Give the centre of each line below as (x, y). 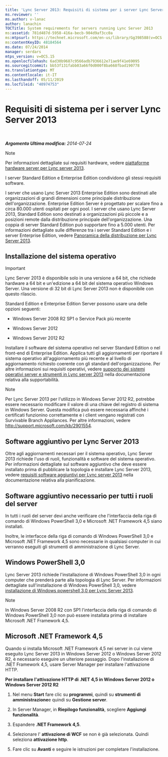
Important (15, 268)
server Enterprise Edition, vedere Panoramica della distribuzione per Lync (81, 235)
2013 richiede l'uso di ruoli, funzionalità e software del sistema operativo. (80, 459)
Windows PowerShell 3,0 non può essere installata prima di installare (76, 615)
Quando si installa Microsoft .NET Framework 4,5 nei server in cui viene (79, 648)
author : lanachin (23, 24)
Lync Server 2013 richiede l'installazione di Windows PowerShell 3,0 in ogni (83, 574)
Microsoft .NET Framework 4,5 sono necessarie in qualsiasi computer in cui (83, 541)
